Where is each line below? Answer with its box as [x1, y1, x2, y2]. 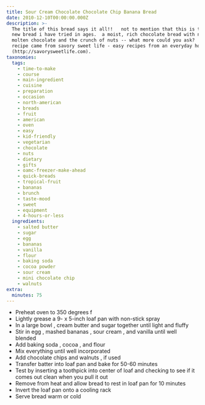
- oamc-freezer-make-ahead [17, 167, 86, 174]
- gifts [17, 162, 37, 168]
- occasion [17, 94, 45, 100]
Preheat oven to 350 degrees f [15, 309, 93, 316]
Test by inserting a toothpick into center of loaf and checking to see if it [15, 367, 195, 375]
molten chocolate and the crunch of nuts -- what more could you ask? [12, 37, 195, 43]
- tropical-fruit [17, 179, 62, 185]
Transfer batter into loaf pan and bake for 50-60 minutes [15, 361, 158, 368]
